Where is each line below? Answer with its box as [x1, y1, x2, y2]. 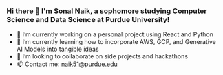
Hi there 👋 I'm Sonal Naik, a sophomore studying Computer [6, 6, 207, 16]
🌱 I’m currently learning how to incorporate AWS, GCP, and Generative [16, 38, 216, 46]
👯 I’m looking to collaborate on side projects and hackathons [16, 52, 189, 61]
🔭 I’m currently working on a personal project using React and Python [16, 30, 214, 39]
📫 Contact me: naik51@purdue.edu [16, 60, 118, 68]
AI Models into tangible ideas [16, 45, 99, 54]
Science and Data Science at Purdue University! [6, 14, 170, 24]
